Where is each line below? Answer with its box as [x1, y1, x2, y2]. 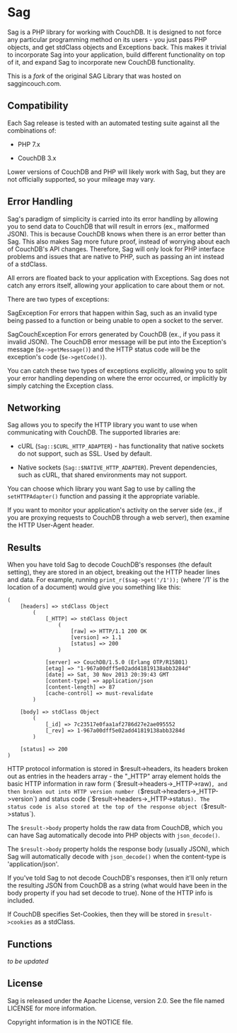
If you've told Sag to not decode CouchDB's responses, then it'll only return [7, 874, 228, 882]
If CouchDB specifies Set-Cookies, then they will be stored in [7, 910, 185, 919]
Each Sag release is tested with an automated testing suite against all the [7, 119, 220, 127]
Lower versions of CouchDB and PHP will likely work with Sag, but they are [7, 168, 226, 176]
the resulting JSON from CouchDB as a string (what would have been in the [7, 881, 228, 890]
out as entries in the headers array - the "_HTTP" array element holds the [7, 772, 221, 781]
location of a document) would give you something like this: [7, 583, 182, 591]
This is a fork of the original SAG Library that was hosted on [7, 72, 182, 80]
